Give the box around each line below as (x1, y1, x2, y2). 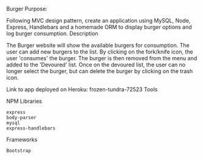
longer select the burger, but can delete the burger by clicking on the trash (6, 68, 193, 75)
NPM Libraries (6, 97, 43, 105)
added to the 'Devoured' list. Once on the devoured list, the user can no (6, 61, 186, 68)
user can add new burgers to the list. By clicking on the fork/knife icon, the (6, 48, 193, 55)
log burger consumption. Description (6, 30, 98, 37)
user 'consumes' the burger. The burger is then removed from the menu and (6, 55, 198, 61)
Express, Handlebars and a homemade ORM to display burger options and (6, 24, 193, 30)
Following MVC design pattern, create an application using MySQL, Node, (6, 17, 191, 24)
